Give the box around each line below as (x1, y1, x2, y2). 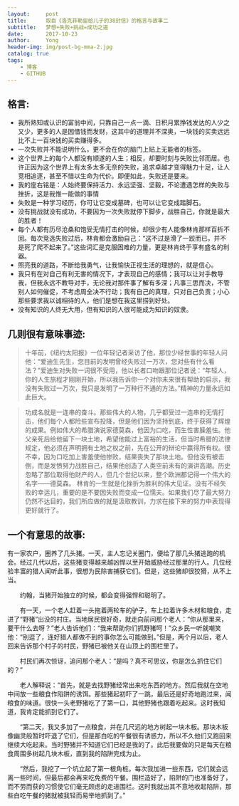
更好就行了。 (24, 506, 63, 515)
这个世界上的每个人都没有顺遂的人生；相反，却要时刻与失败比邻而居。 (17, 154, 224, 162)
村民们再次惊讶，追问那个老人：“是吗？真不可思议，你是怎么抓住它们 (19, 656, 223, 665)
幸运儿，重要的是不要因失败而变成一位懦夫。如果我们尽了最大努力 (37, 488, 231, 497)
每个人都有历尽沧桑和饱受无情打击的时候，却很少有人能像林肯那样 (17, 225, 211, 234)
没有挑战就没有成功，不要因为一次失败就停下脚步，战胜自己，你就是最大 (17, 207, 230, 216)
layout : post (7, 10, 59, 18)
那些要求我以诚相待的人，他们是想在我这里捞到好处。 (17, 296, 174, 305)
